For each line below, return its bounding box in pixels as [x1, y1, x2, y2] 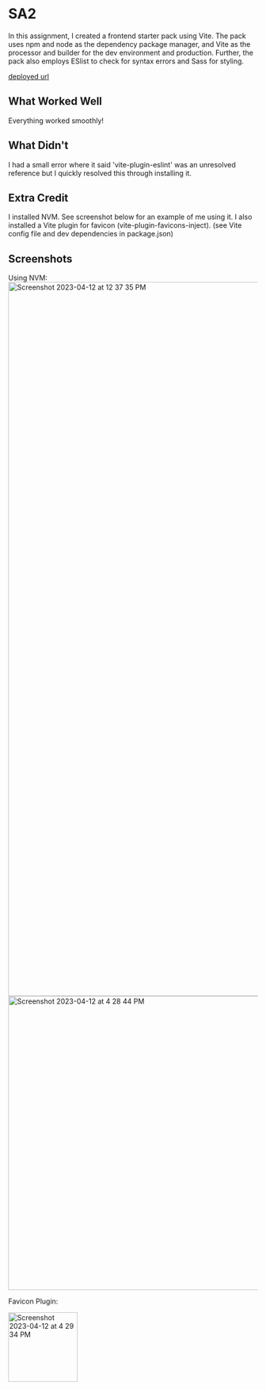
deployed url [8, 71, 50, 81]
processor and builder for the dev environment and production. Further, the [8, 48, 253, 57]
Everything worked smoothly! [8, 116, 104, 125]
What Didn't [8, 139, 69, 152]
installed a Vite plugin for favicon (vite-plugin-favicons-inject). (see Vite [8, 221, 242, 230]
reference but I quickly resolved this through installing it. [8, 168, 192, 178]
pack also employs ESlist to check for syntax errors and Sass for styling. [8, 56, 244, 66]
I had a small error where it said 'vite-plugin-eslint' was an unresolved [8, 159, 236, 169]
